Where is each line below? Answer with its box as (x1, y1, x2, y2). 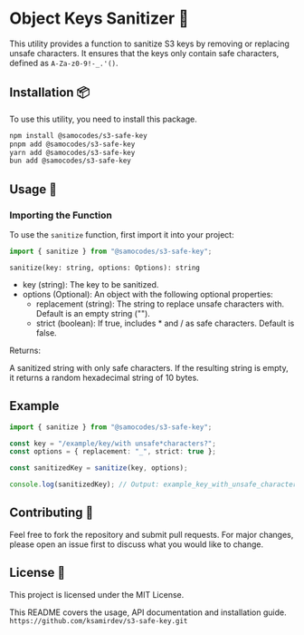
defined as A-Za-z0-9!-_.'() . (9, 57, 119, 68)
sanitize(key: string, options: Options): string (9, 263, 201, 272)
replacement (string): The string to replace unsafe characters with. (35, 298, 285, 309)
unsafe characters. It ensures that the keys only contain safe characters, (9, 47, 280, 58)
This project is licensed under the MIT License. (9, 589, 185, 600)
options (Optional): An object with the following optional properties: (22, 288, 273, 299)
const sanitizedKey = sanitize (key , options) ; (9, 464, 188, 473)
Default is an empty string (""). (35, 308, 151, 318)
